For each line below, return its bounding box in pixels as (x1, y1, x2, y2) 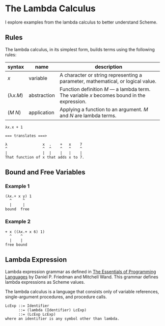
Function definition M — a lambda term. (59, 85, 151, 92)
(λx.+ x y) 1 (5, 194, 32, 199)
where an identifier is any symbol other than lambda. (5, 316, 120, 321)
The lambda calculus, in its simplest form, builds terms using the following (5, 46, 155, 52)
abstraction (28, 92, 55, 99)
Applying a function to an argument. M (59, 106, 148, 113)
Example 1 (5, 183, 30, 190)
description (95, 63, 123, 70)
